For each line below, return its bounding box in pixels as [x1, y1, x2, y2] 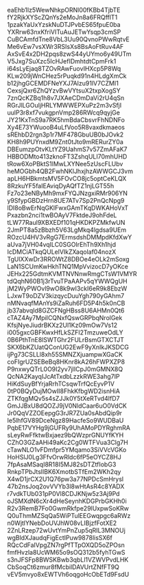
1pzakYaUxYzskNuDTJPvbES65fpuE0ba [7, 21, 121, 28]
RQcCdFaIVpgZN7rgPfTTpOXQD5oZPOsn [7, 541, 125, 549]
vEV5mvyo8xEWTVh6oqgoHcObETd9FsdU [7, 571, 130, 578]
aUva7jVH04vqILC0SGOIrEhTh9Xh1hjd [7, 241, 117, 248]
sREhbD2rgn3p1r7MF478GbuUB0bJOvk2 [7, 130, 124, 139]
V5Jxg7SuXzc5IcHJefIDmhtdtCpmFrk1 [7, 57, 117, 65]
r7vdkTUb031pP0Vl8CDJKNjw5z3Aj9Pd [7, 490, 120, 497]
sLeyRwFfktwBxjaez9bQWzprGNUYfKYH [7, 431, 124, 439]
